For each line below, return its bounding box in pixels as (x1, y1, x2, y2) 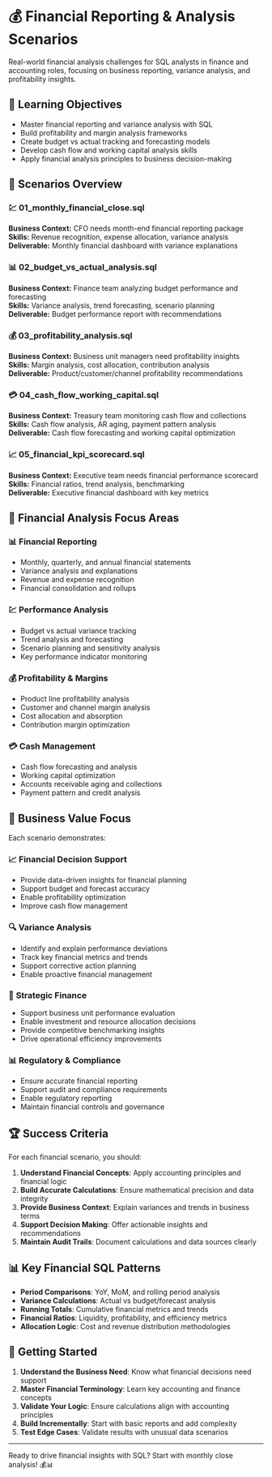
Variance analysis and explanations (19, 566, 138, 576)
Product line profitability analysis (19, 693, 130, 703)
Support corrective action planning (19, 961, 137, 970)
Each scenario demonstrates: (8, 833, 107, 843)
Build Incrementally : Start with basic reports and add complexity (19, 1419, 237, 1428)
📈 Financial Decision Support (8, 853, 127, 865)
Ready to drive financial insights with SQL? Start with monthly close (8, 1450, 233, 1460)
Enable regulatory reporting (19, 1094, 113, 1103)
